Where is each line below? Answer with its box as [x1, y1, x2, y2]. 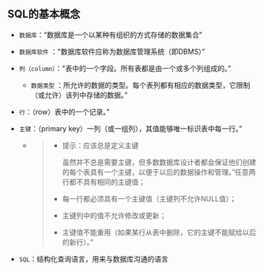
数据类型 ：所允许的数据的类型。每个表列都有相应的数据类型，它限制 [30, 80, 251, 89]
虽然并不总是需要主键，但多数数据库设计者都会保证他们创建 [62, 157, 257, 167]
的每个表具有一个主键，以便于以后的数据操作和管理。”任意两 [62, 167, 256, 176]
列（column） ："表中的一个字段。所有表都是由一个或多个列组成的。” [18, 63, 232, 73]
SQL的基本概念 [7, 7, 81, 21]
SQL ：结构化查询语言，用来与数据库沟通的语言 [18, 254, 169, 263]
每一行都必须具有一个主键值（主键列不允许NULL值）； [62, 194, 236, 203]
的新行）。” [62, 237, 94, 247]
